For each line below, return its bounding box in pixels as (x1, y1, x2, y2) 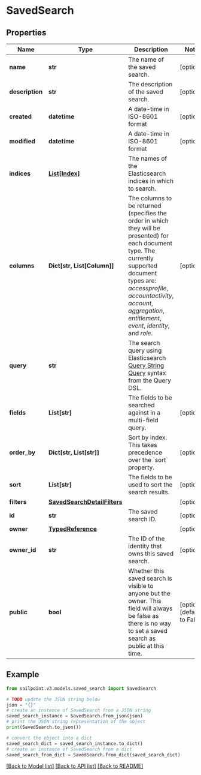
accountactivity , (128, 292, 174, 300)
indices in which (128, 177, 174, 185)
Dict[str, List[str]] (48, 448, 100, 456)
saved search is (128, 574, 172, 582)
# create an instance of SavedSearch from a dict (6, 746, 133, 752)
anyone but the (128, 589, 170, 597)
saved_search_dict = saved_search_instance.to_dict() (6, 740, 144, 747)
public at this (128, 642, 165, 650)
